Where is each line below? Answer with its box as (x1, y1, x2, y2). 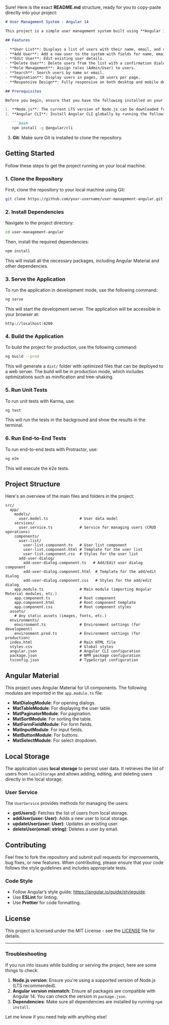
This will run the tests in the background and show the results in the (5, 417, 146, 423)
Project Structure (5, 480, 60, 488)
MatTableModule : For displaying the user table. (12, 705, 112, 711)
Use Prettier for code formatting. (12, 900, 81, 906)
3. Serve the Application (5, 275, 66, 282)
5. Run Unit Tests (5, 386, 48, 393)
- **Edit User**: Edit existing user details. (5, 56, 105, 61)
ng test (5, 407, 22, 413)
